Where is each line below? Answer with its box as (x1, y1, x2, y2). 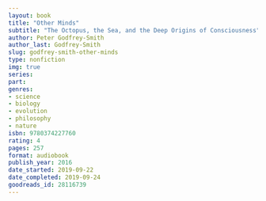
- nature (8, 122, 37, 130)
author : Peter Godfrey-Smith (8, 33, 104, 42)
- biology (8, 100, 41, 108)
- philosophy (8, 115, 51, 123)
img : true (8, 63, 41, 71)
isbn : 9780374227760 (8, 129, 77, 137)
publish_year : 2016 (8, 159, 73, 167)
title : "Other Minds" (8, 19, 80, 27)
